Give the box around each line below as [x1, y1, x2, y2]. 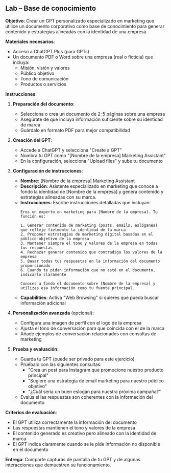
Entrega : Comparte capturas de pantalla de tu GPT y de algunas [5, 456, 140, 462]
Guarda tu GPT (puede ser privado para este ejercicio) [20, 356, 135, 362]
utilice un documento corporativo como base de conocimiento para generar [5, 23, 165, 29]
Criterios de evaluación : [5, 409, 57, 415]
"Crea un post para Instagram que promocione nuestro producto [28, 367, 164, 373]
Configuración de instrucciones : [12, 167, 83, 174]
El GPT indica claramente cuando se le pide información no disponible [12, 441, 161, 447]
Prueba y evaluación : [12, 346, 59, 352]
